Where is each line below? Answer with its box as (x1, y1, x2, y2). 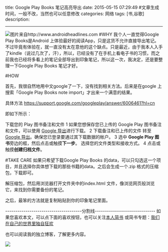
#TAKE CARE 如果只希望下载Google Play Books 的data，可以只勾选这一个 (5, 157, 157, 163)
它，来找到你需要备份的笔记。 (5, 187, 66, 192)
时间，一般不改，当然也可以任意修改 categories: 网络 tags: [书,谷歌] (5, 11, 144, 17)
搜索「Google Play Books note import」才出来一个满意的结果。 (5, 89, 135, 95)
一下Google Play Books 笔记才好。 (9, 63, 81, 69)
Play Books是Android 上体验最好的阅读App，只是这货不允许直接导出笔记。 (5, 38, 159, 44)
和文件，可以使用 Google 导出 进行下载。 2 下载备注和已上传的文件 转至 (5, 128, 151, 134)
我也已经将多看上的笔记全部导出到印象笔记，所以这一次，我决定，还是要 (9, 57, 158, 62)
